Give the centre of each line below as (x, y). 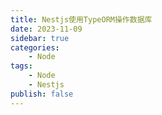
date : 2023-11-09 (46, 29)
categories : (35, 47)
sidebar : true (40, 38)
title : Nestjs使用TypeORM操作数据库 (81, 19)
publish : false (42, 94)
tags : (21, 66)
